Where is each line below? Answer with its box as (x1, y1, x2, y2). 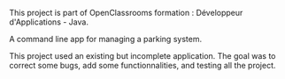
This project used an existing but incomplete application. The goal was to (9, 51, 276, 61)
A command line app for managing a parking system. (9, 34, 202, 44)
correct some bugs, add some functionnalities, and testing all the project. (9, 61, 276, 70)
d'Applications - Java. (9, 17, 89, 27)
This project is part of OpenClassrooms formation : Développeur (9, 8, 243, 18)
